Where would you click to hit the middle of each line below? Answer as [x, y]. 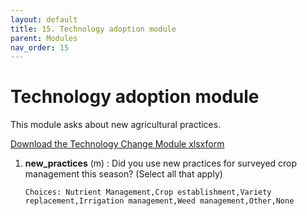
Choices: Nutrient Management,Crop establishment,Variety [148, 192]
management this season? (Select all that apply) [123, 174]
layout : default [44, 19]
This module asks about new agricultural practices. [116, 125]
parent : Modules [44, 38]
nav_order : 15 [40, 47]
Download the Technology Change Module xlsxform [117, 144]
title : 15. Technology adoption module [93, 29]
